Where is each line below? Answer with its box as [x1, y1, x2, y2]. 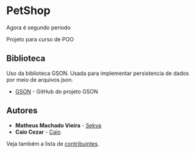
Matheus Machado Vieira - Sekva [15, 121, 102, 129]
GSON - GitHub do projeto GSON [15, 88, 99, 95]
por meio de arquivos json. [6, 76, 73, 83]
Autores [6, 105, 38, 116]
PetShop [6, 4, 51, 18]
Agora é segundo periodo [6, 24, 71, 31]
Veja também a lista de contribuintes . [6, 140, 99, 147]
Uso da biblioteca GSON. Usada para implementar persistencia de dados [6, 69, 189, 77]
